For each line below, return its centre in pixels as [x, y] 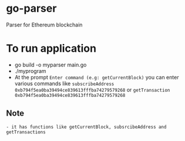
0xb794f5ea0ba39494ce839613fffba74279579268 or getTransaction [92, 89]
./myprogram [30, 71]
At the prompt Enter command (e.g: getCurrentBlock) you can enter [97, 77]
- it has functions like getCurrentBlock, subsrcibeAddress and [86, 127]
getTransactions [26, 132]
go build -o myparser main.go [51, 65]
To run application [51, 48]
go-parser [31, 9]
